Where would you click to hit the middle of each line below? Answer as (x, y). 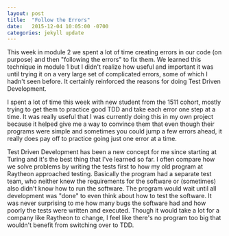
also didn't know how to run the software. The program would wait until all (112, 189)
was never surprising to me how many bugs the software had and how (107, 203)
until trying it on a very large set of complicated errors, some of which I (107, 74)
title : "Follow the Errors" (49, 20)
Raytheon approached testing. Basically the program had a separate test (109, 174)
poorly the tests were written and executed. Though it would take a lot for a (113, 211)
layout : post (26, 13)
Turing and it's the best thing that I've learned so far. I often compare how (111, 160)
